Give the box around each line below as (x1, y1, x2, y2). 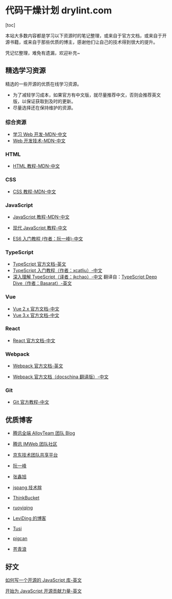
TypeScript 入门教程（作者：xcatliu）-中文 (12, 267, 102, 274)
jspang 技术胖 (12, 485, 42, 491)
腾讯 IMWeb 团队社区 (12, 441, 57, 447)
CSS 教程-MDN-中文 (12, 188, 56, 195)
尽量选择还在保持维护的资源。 (12, 105, 76, 111)
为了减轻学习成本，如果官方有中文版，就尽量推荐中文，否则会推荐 (12, 92, 152, 98)
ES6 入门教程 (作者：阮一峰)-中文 (12, 235, 83, 241)
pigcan (12, 535, 28, 542)
